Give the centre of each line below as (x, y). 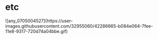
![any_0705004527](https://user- (39, 21)
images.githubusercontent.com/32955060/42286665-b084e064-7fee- (79, 26)
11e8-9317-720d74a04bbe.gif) (37, 31)
